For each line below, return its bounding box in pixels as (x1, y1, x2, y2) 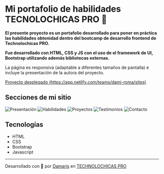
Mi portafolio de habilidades (5, 3, 121, 15)
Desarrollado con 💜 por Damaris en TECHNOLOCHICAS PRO (5, 163, 127, 169)
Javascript (12, 149, 34, 155)
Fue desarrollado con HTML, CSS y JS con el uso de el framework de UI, (5, 50, 153, 56)
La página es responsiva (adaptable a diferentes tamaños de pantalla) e (5, 65, 149, 70)
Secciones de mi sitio (5, 93, 72, 102)
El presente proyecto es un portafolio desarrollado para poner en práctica (5, 30, 157, 36)
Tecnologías (5, 121, 43, 129)
